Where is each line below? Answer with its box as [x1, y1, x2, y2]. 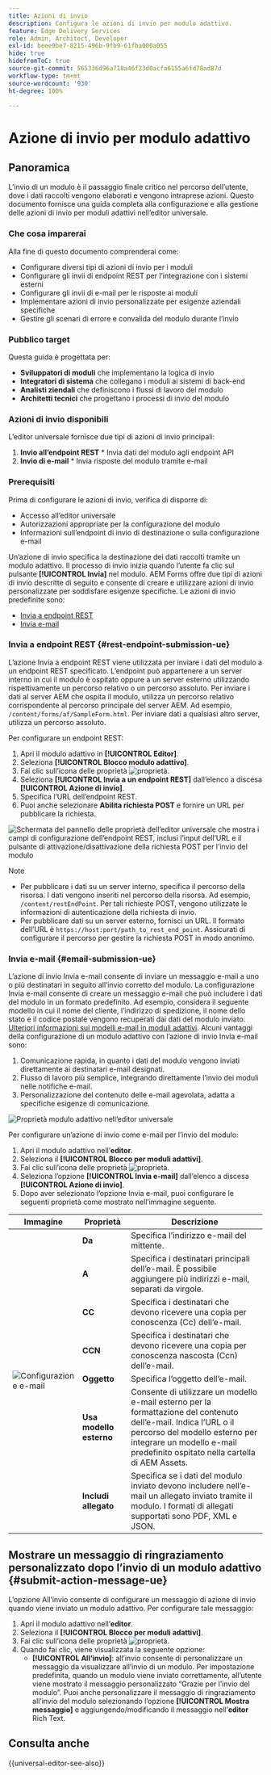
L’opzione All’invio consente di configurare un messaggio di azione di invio [8, 1594, 256, 1604]
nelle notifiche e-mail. [19, 1081, 93, 1091]
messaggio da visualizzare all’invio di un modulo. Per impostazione [31, 1661, 255, 1672]
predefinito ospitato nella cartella [131, 1447, 256, 1458]
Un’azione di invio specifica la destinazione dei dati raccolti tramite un [8, 552, 240, 561]
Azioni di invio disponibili [8, 413, 109, 425]
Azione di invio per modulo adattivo [8, 128, 252, 147]
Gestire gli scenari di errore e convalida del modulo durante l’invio [19, 313, 240, 323]
